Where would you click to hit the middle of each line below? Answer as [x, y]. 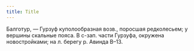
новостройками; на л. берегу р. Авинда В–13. [65, 41]
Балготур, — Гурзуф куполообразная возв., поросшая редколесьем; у [97, 29]
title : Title [23, 12]
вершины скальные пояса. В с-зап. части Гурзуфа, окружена [85, 35]
